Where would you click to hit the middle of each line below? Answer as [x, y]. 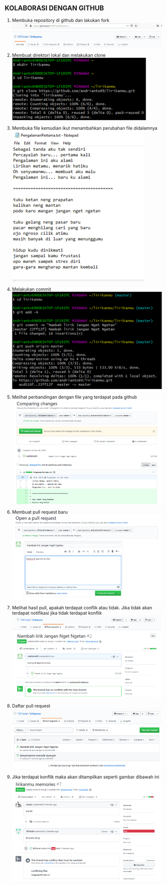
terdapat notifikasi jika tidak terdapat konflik [57, 613]
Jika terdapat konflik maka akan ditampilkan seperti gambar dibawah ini [85, 777]
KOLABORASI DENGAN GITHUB [54, 8]
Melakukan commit [31, 289]
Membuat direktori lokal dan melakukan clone [59, 55]
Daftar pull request [31, 706]
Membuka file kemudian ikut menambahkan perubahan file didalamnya [84, 128]
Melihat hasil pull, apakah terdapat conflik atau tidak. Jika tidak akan [82, 608]
